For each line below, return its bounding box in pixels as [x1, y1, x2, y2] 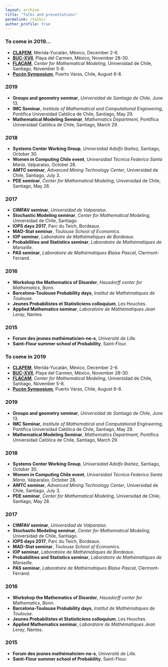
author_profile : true [5, 21, 51, 27]
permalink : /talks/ [5, 17, 46, 22]
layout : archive [5, 7, 39, 13]
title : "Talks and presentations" [5, 12, 78, 17]
